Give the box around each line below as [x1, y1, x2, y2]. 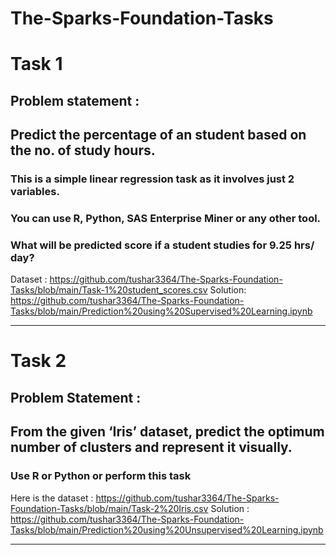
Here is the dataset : [10, 492, 94, 504]
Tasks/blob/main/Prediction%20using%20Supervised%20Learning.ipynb [10, 305, 313, 317]
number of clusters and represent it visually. [10, 439, 293, 456]
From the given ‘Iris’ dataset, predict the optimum [10, 423, 325, 441]
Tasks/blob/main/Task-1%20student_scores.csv [10, 284, 208, 296]
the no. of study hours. [10, 142, 156, 159]
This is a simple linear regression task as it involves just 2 [10, 172, 295, 186]
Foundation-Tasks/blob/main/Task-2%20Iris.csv [10, 502, 209, 514]
